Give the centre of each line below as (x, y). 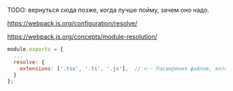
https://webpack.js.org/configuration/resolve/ (72, 23)
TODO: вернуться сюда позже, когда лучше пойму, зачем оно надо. (108, 10)
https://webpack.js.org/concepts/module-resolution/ (82, 37)
